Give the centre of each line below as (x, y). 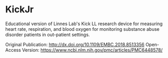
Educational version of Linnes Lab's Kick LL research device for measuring (84, 24)
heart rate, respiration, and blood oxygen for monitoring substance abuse (82, 29)
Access (13, 50)
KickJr (20, 9)
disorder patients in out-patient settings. (48, 34)
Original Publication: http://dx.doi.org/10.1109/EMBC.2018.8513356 (75, 44)
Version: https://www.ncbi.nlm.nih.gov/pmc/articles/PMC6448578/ (92, 50)
